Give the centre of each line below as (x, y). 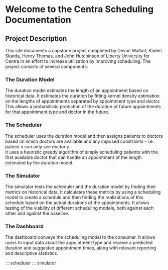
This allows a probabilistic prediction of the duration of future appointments (83, 107)
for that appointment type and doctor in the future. (57, 112)
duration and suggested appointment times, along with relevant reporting (81, 248)
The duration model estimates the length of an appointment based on (77, 91)
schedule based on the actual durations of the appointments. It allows (77, 203)
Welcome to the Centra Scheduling (79, 9)
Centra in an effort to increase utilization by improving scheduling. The (78, 61)
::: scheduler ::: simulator (31, 263)
